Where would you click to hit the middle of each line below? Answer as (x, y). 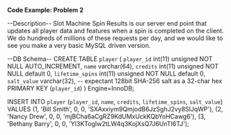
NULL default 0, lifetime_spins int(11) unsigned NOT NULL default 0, (106, 73)
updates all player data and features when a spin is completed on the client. (115, 31)
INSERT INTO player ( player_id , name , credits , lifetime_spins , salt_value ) (115, 102)
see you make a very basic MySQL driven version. (79, 45)
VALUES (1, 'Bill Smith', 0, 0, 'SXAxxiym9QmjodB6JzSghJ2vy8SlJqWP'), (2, (115, 109)
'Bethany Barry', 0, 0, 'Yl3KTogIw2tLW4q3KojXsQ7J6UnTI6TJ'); (98, 124)
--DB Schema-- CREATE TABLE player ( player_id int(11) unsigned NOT (110, 59)
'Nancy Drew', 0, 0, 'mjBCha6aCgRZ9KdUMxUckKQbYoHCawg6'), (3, (106, 116)
